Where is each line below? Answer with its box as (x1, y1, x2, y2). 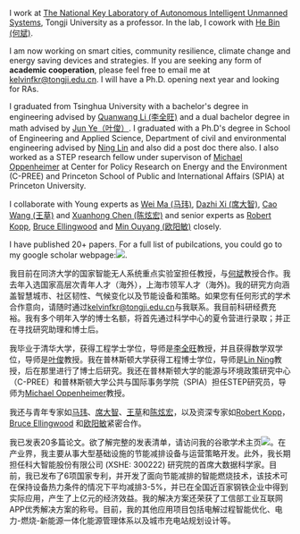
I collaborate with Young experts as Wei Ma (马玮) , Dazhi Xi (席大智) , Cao (9, 199, 278, 209)
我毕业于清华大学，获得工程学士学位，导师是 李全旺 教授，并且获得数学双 (9, 343, 275, 353)
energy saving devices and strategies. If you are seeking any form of (9, 55, 262, 65)
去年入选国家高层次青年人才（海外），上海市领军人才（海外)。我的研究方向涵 (9, 279, 290, 290)
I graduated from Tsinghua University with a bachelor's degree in (9, 101, 248, 111)
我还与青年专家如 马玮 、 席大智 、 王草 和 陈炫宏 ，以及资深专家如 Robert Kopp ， (9, 407, 290, 417)
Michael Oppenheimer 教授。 (25, 388, 130, 398)
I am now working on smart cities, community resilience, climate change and (9, 46, 291, 56)
